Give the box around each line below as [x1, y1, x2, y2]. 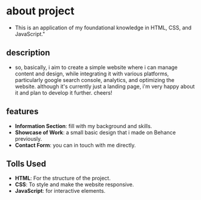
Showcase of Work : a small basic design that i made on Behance [14, 129, 176, 136]
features [6, 107, 39, 117]
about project [6, 4, 75, 18]
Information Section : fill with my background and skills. [14, 122, 153, 129]
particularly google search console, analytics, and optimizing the [14, 76, 175, 83]
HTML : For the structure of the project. [14, 175, 111, 182]
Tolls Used [6, 159, 47, 169]
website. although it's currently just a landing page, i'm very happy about [14, 83, 195, 90]
